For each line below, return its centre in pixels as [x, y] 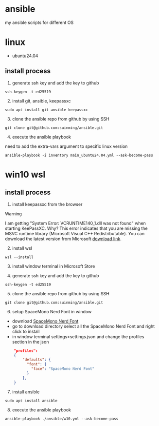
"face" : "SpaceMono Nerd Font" [63, 369]
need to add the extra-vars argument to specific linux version [66, 146]
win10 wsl [25, 174]
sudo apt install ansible [31, 401]
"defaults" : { [37, 360]
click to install [26, 331]
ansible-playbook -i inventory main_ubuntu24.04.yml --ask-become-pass [79, 155]
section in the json [30, 342]
